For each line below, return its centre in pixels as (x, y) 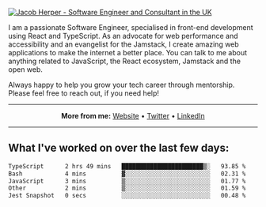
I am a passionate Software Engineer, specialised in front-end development (131, 27)
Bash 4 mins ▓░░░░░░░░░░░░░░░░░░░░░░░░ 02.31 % (127, 174)
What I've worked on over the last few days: (119, 148)
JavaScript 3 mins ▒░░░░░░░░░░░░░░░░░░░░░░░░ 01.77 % (127, 181)
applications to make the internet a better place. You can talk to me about (128, 53)
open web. (26, 70)
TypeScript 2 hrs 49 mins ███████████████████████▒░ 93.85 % (127, 166)
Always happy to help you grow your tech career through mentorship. (122, 85)
